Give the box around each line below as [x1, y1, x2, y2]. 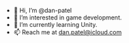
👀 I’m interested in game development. [13, 13, 122, 21]
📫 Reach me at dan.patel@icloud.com [13, 28, 122, 36]
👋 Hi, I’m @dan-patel [13, 7, 72, 14]
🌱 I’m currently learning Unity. [13, 21, 98, 28]
